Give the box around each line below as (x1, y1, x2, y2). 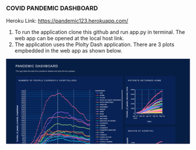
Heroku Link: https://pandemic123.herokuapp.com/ (6, 18, 128, 25)
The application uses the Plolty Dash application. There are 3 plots (14, 41, 175, 48)
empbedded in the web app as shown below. (14, 47, 123, 54)
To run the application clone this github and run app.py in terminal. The (14, 29, 185, 36)
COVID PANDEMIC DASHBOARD (6, 4, 98, 12)
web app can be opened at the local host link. (14, 35, 124, 42)
